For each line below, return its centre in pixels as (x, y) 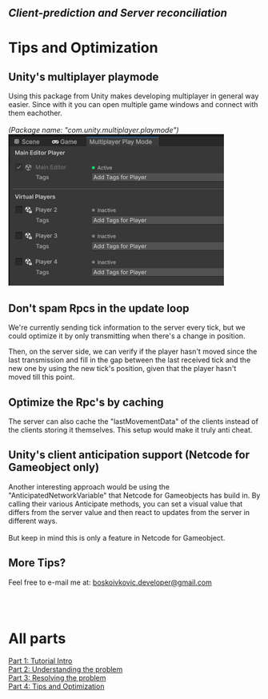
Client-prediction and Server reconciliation (118, 13)
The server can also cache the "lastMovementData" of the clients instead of (133, 421)
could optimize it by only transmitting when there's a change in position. (127, 336)
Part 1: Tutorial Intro (40, 661)
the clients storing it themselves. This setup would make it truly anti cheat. (130, 430)
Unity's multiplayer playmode (84, 76)
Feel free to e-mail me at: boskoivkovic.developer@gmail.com (110, 582)
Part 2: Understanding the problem (66, 669)
